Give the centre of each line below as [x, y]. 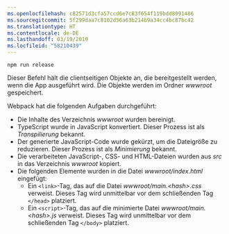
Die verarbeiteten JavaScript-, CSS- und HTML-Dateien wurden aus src [119, 156]
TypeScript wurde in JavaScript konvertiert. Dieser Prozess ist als [111, 127]
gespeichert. [25, 92]
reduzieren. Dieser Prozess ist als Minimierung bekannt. [97, 149]
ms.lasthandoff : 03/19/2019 [48, 40]
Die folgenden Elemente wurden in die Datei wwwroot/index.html [110, 171]
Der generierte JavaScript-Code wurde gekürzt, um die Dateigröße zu [117, 142]
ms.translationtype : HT [42, 26]
